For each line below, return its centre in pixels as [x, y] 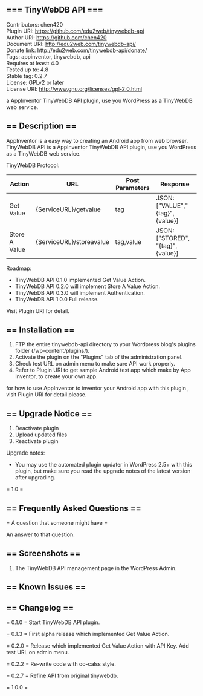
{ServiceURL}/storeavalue [72, 241]
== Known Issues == [46, 587]
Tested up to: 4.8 [27, 70]
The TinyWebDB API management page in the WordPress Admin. [96, 568]
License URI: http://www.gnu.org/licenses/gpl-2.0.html [74, 89]
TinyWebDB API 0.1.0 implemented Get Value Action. [80, 280]
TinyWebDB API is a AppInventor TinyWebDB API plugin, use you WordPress [101, 147]
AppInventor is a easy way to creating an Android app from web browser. [97, 140]
